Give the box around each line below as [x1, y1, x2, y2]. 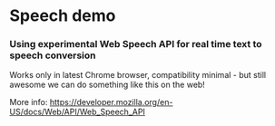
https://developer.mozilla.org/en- [49, 97, 173, 108]
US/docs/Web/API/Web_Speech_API [9, 106, 145, 118]
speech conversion [9, 49, 96, 62]
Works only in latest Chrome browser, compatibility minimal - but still [9, 70, 266, 81]
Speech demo [9, 5, 116, 26]
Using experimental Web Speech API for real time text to [9, 38, 262, 51]
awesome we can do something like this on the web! [9, 79, 206, 91]
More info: [9, 97, 48, 108]
